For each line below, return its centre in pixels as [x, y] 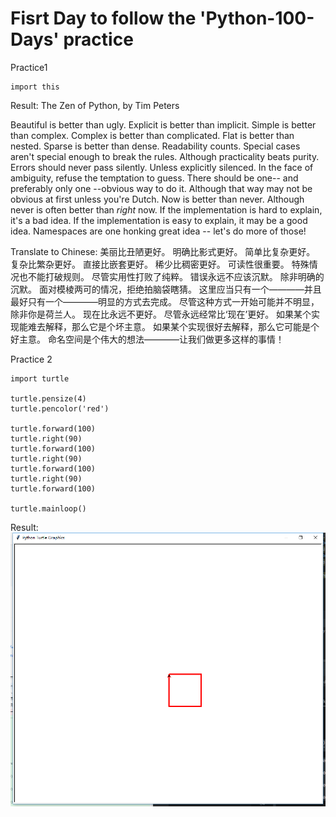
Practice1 [29, 67]
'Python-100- [257, 18]
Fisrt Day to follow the [103, 18]
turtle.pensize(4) [48, 398]
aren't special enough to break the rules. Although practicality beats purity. [165, 156]
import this [35, 87]
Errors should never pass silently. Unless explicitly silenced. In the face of [162, 167]
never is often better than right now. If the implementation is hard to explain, [166, 209]
